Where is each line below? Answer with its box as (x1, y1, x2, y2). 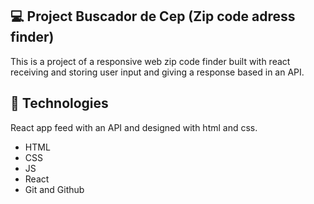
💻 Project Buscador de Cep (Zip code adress (10, 8, 296, 25)
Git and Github (24, 183, 85, 195)
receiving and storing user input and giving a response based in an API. (10, 66, 305, 78)
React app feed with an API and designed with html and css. (10, 121, 258, 133)
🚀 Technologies (10, 95, 109, 112)
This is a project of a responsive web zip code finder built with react (10, 55, 291, 67)
